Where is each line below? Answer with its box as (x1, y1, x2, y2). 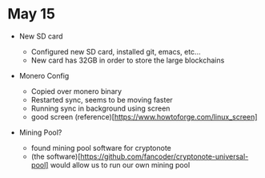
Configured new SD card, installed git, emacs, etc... (30, 47, 201, 56)
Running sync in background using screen (30, 103, 171, 113)
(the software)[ (30, 152, 81, 161)
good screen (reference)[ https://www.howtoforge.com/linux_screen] (30, 111, 258, 121)
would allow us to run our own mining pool (50, 160, 191, 169)
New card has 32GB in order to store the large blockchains (30, 55, 225, 65)
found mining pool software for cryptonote (30, 143, 171, 152)
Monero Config (18, 71, 70, 80)
